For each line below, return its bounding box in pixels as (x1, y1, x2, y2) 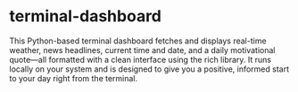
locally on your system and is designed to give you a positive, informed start (9, 64, 290, 74)
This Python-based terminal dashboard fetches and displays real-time (9, 35, 267, 46)
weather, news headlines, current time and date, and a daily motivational (9, 44, 276, 55)
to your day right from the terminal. (9, 73, 138, 83)
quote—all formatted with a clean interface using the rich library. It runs (9, 54, 272, 65)
